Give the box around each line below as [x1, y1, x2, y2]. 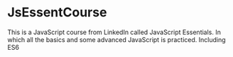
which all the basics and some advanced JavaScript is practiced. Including [7, 35, 226, 43]
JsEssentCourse [7, 4, 107, 21]
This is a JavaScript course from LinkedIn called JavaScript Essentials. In [7, 28, 222, 36]
